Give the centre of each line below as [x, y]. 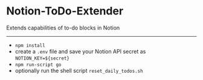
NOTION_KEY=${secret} [42, 58]
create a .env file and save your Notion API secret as [80, 51]
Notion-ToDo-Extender [65, 11]
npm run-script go [38, 64]
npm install [30, 45]
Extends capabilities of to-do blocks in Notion [63, 28]
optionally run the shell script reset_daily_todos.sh [79, 70]
